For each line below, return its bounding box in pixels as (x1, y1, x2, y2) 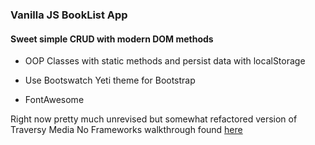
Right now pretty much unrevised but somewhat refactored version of (10, 113, 298, 125)
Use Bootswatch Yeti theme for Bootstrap (24, 74, 196, 87)
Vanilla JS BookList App (10, 8, 128, 22)
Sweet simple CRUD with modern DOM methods (10, 33, 214, 45)
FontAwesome (24, 94, 85, 106)
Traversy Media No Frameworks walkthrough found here (10, 124, 243, 136)
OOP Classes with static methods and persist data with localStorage (24, 55, 306, 67)
